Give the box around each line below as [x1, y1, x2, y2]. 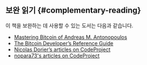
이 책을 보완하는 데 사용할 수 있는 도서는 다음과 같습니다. [5, 22, 134, 29]
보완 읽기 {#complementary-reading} [5, 5, 141, 16]
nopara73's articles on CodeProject [13, 52, 100, 59]
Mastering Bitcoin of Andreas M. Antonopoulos [13, 34, 127, 41]
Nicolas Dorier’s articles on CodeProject [13, 46, 111, 53]
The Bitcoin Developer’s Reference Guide [13, 39, 114, 46]
